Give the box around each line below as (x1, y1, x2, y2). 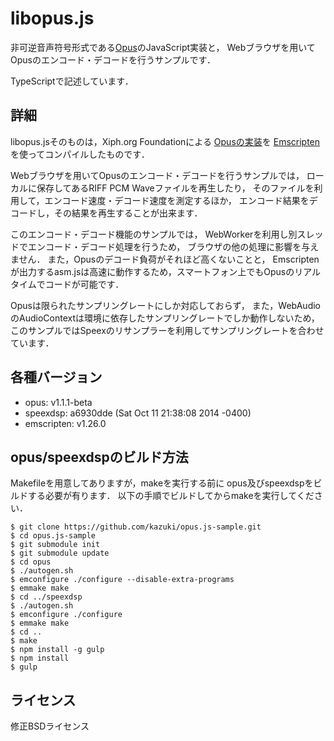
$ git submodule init (10, 540, 101, 550)
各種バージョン (10, 369, 103, 386)
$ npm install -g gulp (10, 645, 105, 655)
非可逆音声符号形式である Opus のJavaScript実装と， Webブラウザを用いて (10, 41, 316, 53)
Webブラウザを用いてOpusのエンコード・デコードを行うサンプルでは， (10, 169, 305, 181)
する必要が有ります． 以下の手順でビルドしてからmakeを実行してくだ (27, 490, 315, 502)
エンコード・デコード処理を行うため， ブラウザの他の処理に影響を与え (27, 240, 320, 252)
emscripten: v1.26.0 (24, 417, 107, 429)
